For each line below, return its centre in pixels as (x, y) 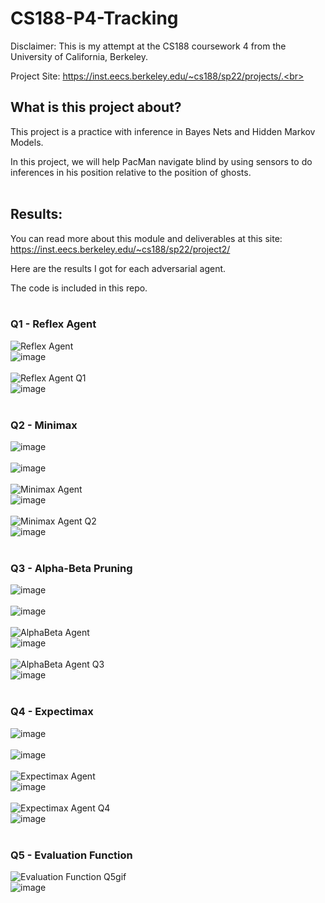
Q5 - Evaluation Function (71, 855)
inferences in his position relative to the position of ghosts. (131, 172)
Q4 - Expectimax (52, 712)
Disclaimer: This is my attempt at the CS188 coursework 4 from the (148, 46)
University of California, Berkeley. (79, 56)
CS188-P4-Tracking (94, 18)
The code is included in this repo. (79, 288)
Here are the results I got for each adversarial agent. (118, 268)
